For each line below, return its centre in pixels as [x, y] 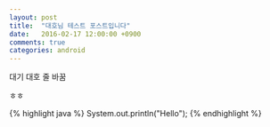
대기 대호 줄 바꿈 [38, 77]
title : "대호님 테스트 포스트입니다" [70, 26]
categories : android [48, 51]
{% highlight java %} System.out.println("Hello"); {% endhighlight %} [135, 114]
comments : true [37, 42]
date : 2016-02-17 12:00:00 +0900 [75, 34]
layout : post [33, 17]
